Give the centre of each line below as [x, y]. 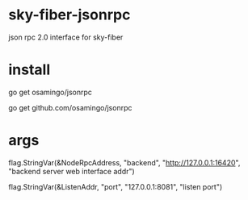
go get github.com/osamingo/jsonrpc [70, 107]
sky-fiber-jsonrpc [69, 15]
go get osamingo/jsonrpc [50, 92]
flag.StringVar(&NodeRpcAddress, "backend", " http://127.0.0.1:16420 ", [124, 162]
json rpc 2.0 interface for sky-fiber [66, 37]
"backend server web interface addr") [71, 171]
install [29, 70]
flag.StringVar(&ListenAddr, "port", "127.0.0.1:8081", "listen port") [116, 186]
